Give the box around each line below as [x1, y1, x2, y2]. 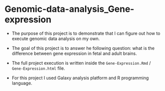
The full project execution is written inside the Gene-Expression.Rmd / [11, 60, 151, 66]
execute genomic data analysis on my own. [11, 36, 100, 42]
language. [11, 80, 33, 86]
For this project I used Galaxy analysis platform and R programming [11, 75, 149, 81]
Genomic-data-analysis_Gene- [4, 3, 134, 15]
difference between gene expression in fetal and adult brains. [11, 50, 137, 56]
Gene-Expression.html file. [11, 65, 65, 71]
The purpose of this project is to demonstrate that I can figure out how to [11, 30, 161, 36]
